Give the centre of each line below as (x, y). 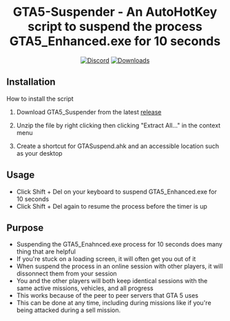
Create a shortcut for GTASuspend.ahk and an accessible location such (118, 146)
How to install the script (40, 99)
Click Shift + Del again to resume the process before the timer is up (112, 206)
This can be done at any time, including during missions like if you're (114, 303)
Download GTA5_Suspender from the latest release (89, 112)
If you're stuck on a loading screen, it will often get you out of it (106, 259)
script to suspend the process (115, 27)
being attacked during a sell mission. (69, 310)
